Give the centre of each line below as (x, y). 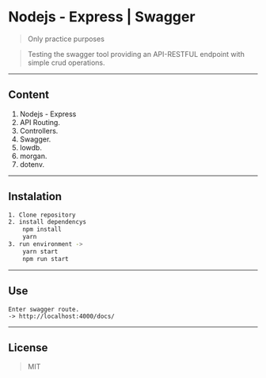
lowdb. (30, 147)
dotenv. (32, 164)
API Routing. (40, 122)
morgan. (33, 156)
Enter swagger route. (44, 309)
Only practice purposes (66, 39)
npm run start (46, 259)
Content (29, 95)
